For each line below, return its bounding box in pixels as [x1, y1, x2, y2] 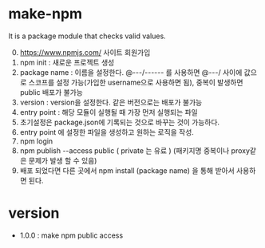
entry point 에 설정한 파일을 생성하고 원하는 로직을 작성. [19, 127, 194, 136]
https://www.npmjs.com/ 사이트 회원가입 [19, 47, 151, 57]
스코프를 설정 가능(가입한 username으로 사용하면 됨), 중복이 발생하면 [28, 77, 243, 87]
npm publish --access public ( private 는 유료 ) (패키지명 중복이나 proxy [19, 145, 250, 155]
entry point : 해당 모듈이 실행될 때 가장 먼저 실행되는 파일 [19, 107, 198, 116]
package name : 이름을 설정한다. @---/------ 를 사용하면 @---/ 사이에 [19, 67, 243, 77]
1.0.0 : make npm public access [19, 230, 124, 240]
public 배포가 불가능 [19, 87, 84, 96]
